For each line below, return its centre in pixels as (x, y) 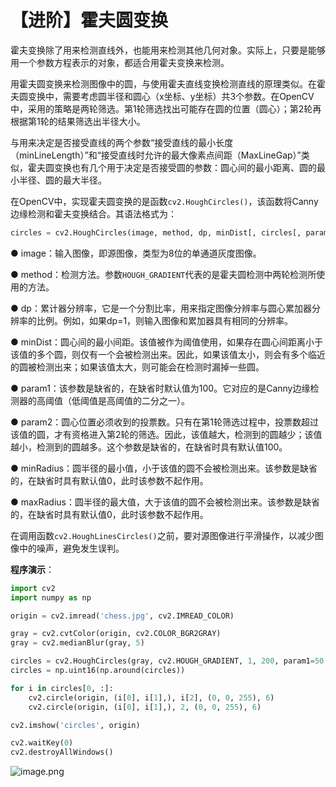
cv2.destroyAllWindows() (62, 752)
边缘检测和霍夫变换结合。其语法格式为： (93, 213)
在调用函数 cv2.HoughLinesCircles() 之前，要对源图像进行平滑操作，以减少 (162, 535)
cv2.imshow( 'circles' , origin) (75, 725)
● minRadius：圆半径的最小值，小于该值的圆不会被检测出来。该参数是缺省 (164, 468)
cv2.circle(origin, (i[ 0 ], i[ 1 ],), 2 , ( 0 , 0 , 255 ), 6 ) (145, 707)
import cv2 (33, 588)
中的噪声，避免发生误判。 (71, 548)
